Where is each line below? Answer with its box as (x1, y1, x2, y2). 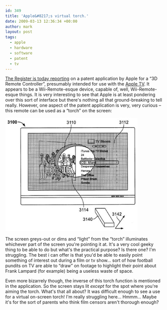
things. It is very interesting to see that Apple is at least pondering (19, 92, 155, 98)
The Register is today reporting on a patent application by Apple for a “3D (5, 75, 157, 82)
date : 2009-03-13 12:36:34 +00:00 (5, 19, 78, 24)
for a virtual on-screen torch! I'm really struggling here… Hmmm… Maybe (5, 294, 157, 300)
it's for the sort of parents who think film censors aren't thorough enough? (5, 299, 159, 305)
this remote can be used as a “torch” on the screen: (5, 108, 112, 114)
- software (10, 50, 33, 55)
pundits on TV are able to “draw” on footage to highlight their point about (5, 263, 156, 269)
